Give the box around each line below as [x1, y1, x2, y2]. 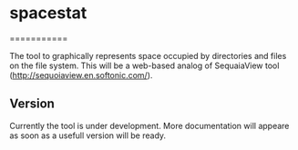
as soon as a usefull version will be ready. [9, 130, 167, 141]
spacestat [9, 3, 87, 24]
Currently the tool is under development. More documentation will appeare [9, 120, 290, 131]
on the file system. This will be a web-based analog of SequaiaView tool [9, 60, 280, 71]
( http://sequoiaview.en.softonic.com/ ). [9, 69, 153, 80]
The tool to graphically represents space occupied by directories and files [9, 50, 287, 61]
